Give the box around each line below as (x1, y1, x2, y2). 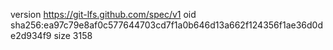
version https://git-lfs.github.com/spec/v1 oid (10, 9, 197, 20)
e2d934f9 (10, 30, 52, 41)
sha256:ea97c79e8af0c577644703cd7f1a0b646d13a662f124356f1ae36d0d (10, 19, 323, 31)
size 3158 (53, 30, 93, 41)
